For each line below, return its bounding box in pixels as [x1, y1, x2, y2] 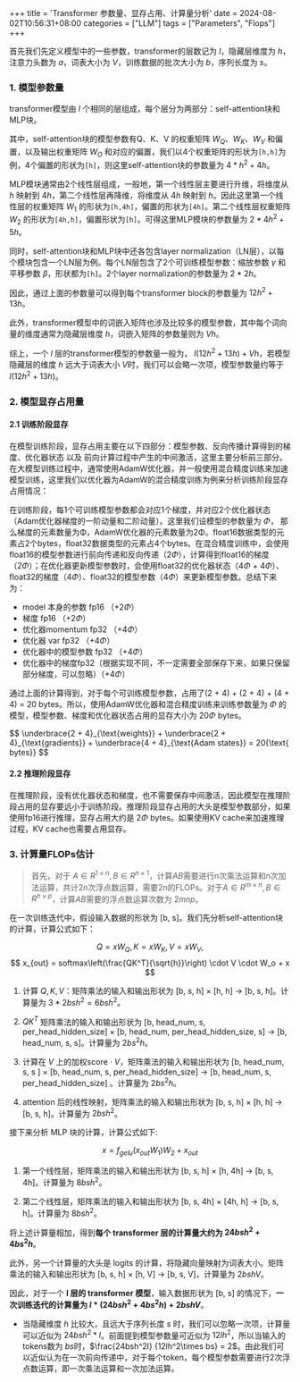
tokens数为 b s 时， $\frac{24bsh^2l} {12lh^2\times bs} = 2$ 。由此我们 [21, 1341, 277, 1352]
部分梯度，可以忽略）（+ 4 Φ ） [21, 669, 130, 679]
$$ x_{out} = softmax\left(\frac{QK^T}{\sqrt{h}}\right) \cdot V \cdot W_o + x [10, 957, 290, 968]
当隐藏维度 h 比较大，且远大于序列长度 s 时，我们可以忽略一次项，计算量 [21, 1318, 291, 1329]
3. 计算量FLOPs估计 [9, 848, 95, 861]
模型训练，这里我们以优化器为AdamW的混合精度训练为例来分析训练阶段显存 [9, 474, 288, 485]
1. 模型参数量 [9, 81, 64, 94]
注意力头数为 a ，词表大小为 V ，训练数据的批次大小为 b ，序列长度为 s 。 [9, 57, 272, 67]
